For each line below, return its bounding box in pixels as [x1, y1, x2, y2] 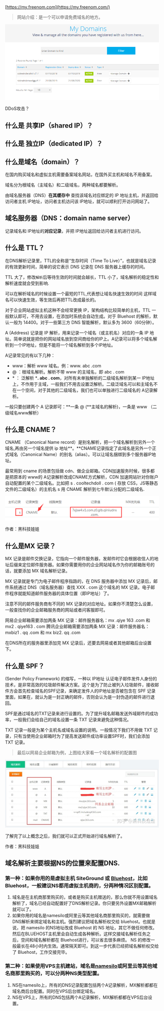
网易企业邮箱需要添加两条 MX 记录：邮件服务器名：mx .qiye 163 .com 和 [5, 617, 150, 623]
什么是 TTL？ [5, 244, 45, 252]
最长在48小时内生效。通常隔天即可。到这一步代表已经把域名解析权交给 [16, 943, 159, 949]
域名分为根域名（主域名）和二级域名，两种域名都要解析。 [5, 182, 121, 188]
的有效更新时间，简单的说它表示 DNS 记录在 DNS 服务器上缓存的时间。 [5, 264, 148, 269]
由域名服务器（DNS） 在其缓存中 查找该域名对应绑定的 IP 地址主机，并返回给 [5, 192, 159, 198]
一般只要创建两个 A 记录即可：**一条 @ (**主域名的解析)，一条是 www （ [5, 403, 153, 410]
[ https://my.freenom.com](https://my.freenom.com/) [5, 4, 110, 10]
